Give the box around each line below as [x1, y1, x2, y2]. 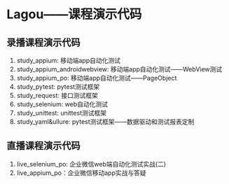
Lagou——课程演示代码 [6, 6, 142, 22]
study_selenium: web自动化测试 [16, 100, 109, 108]
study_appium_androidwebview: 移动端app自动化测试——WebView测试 [16, 65, 223, 73]
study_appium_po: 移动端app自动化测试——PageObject [16, 74, 177, 82]
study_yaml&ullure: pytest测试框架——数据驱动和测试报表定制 [16, 118, 195, 126]
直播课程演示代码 [6, 140, 81, 152]
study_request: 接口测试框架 [16, 92, 99, 99]
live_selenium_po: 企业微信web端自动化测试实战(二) [16, 160, 166, 168]
